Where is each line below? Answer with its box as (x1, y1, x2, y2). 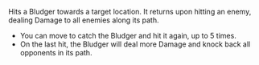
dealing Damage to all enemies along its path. (8, 15, 159, 25)
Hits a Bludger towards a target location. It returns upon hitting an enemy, (8, 7, 252, 16)
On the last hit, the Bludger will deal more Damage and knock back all (19, 39, 251, 49)
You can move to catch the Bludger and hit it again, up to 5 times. (19, 31, 237, 40)
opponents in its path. (19, 48, 92, 57)
